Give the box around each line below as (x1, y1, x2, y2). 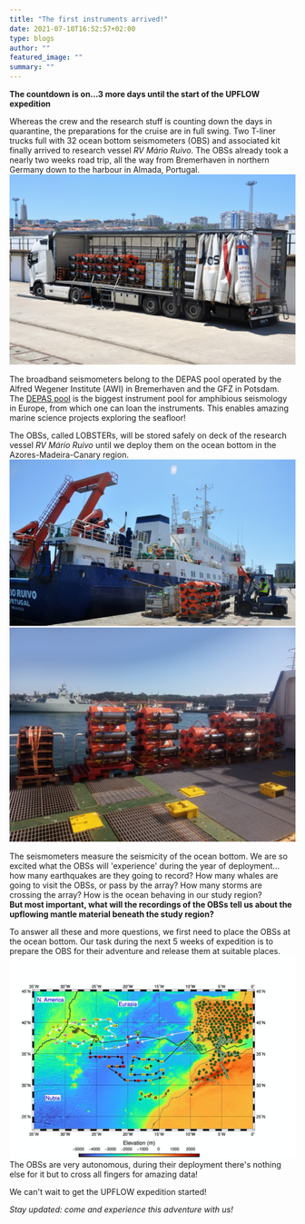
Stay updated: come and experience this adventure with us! (9, 1204, 233, 1215)
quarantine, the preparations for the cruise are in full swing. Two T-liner (9, 125, 277, 136)
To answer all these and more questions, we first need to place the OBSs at (9, 927, 290, 938)
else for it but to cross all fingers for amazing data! (9, 1169, 198, 1179)
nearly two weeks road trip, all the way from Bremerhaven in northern (9, 154, 270, 165)
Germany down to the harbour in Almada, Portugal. (9, 164, 200, 174)
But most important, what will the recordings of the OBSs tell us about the (9, 900, 292, 911)
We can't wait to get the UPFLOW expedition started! (9, 1186, 207, 1197)
